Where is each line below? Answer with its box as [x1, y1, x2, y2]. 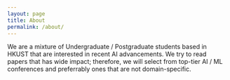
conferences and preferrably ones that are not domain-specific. [7, 65, 191, 74]
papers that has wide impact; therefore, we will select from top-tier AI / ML [7, 58, 223, 66]
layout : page [7, 10, 46, 18]
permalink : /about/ [7, 23, 65, 30]
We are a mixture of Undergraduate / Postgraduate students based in [7, 43, 207, 51]
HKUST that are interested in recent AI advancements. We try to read [7, 50, 207, 58]
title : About [7, 17, 46, 24]
